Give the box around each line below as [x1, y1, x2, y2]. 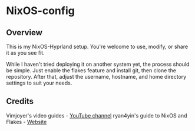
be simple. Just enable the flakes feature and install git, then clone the [6, 67, 177, 74]
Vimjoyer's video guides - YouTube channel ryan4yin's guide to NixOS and [6, 112, 187, 119]
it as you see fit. [6, 49, 45, 56]
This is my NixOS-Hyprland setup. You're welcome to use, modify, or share [6, 43, 189, 50]
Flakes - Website [6, 118, 47, 125]
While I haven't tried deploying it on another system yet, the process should [6, 61, 190, 68]
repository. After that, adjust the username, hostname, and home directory [6, 73, 187, 80]
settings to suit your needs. [6, 79, 72, 86]
